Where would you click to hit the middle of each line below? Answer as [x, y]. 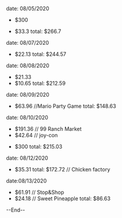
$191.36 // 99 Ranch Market [48, 129]
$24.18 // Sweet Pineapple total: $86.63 [62, 199]
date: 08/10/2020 [27, 118]
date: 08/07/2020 [27, 43]
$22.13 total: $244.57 [40, 54]
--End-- [16, 210]
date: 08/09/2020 [28, 95]
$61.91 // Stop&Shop [39, 192]
